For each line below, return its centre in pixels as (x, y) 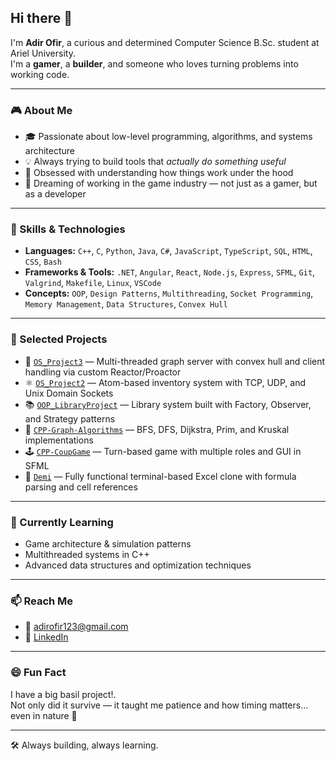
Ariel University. (43, 53)
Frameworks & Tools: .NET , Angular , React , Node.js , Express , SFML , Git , (170, 272)
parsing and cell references (81, 487)
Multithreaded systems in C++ (87, 554)
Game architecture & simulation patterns (108, 544)
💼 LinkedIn (46, 637)
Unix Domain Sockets (69, 393)
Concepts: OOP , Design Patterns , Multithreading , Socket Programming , (169, 293)
